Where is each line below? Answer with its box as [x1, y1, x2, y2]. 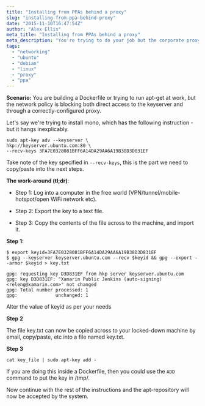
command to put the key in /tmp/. [6, 374, 90, 382]
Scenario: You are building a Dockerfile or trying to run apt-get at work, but [6, 94, 196, 102]
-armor [6, 260, 23, 266]
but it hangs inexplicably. [6, 126, 69, 133]
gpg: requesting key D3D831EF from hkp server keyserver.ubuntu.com [6, 271, 184, 277]
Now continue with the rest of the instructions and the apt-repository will [6, 386, 189, 394]
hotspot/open [15, 195, 50, 203]
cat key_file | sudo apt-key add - [6, 357, 97, 363]
